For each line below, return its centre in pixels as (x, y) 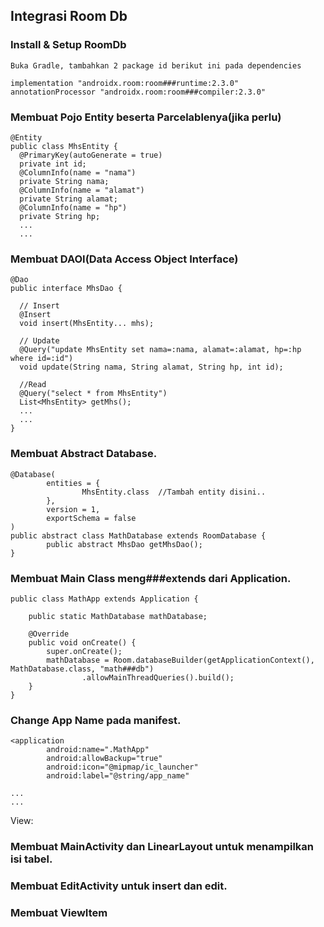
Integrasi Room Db (69, 16)
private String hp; (60, 216)
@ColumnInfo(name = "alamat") (82, 190)
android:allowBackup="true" (104, 759)
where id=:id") (42, 359)
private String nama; (64, 181)
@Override (49, 634)
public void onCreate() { (82, 642)
